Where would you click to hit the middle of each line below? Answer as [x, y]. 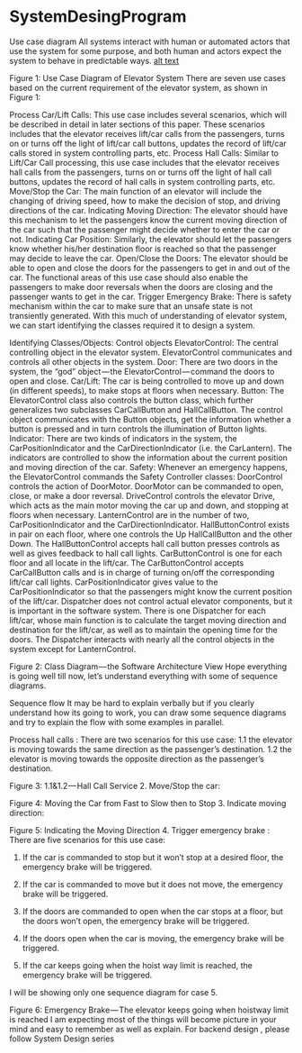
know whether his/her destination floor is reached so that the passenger [143, 249]
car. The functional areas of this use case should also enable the [129, 277]
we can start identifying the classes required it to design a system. [132, 325]
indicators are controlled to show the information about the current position [148, 458]
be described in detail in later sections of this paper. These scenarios [137, 124]
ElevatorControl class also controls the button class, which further [132, 400]
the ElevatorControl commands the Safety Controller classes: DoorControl [146, 477]
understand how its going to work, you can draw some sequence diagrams [148, 713]
